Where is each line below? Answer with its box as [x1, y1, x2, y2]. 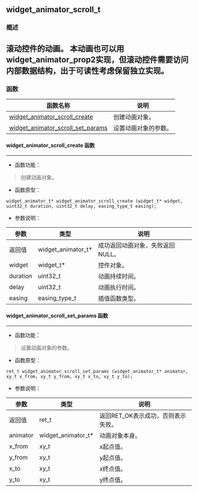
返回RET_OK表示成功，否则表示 [99, 412, 187, 420]
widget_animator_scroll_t [6, 5, 101, 15]
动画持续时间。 [98, 273, 140, 281]
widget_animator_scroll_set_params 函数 [6, 312, 108, 319]
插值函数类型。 [98, 294, 140, 303]
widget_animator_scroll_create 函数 [6, 142, 95, 149]
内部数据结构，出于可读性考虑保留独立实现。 [6, 65, 169, 76]
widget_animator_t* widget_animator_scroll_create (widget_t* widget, [6, 198, 183, 204]
